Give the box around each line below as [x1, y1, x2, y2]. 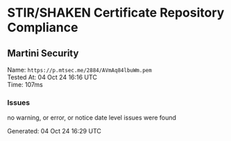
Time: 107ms [7, 81, 43, 88]
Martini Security [7, 47, 79, 59]
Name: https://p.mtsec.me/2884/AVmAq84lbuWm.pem [7, 66, 153, 74]
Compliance [7, 19, 78, 35]
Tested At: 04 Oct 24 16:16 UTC [7, 73, 97, 81]
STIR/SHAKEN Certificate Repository [7, 5, 225, 21]
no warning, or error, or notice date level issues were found [7, 113, 177, 122]
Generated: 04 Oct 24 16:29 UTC [7, 127, 102, 135]
